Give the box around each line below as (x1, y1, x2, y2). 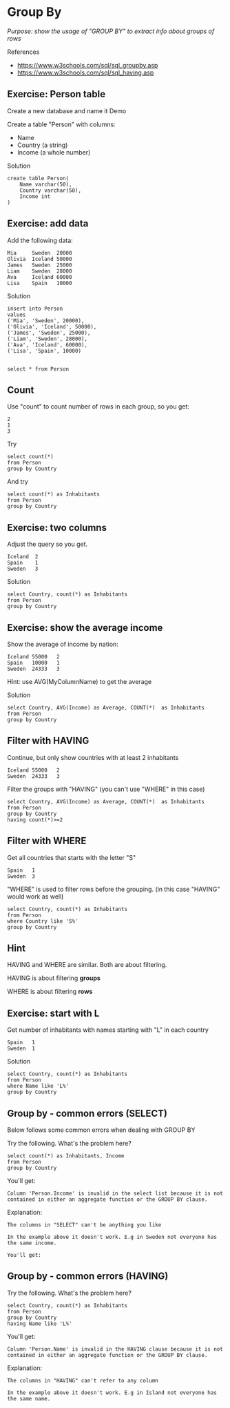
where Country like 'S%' (7, 917, 79, 925)
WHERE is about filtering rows (7, 988, 93, 996)
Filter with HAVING (7, 735, 90, 747)
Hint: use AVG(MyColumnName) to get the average (7, 678, 152, 685)
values (7, 311, 26, 318)
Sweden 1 (7, 1045, 36, 1053)
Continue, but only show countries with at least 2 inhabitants (7, 753, 179, 761)
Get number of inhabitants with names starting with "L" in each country (7, 1026, 209, 1034)
